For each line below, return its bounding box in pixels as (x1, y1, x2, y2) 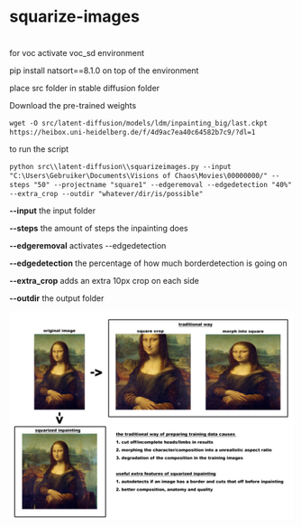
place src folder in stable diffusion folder (9, 83, 160, 94)
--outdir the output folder (9, 293, 105, 304)
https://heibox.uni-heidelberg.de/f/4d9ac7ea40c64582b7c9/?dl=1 (9, 128, 256, 137)
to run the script (9, 144, 69, 155)
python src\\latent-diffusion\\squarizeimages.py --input (9, 163, 232, 172)
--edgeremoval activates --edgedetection (9, 240, 167, 251)
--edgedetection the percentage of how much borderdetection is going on (9, 258, 288, 268)
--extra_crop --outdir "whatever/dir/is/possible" (9, 190, 204, 199)
